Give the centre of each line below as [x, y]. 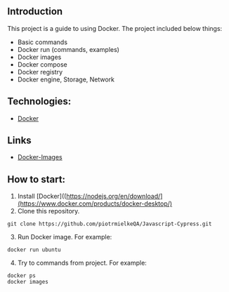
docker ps [22, 276]
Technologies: [39, 101]
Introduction [35, 12]
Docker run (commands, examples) [68, 49]
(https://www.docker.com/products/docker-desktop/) [95, 204]
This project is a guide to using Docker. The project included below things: [115, 28]
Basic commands [42, 42]
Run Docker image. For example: [65, 237]
